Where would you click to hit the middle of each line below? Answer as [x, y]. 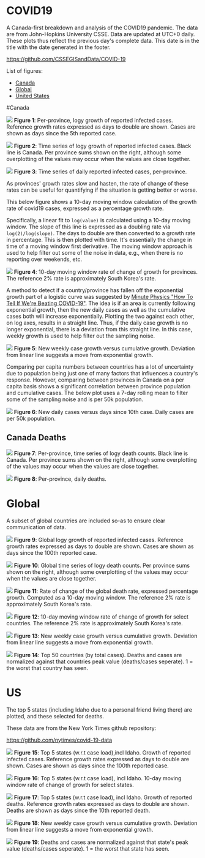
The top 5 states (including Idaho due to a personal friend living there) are [99, 709]
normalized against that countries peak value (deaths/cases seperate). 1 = [100, 661]
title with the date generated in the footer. [59, 47]
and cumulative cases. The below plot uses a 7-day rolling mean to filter [97, 393]
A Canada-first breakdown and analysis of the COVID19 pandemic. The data [102, 28]
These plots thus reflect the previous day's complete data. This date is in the [103, 40]
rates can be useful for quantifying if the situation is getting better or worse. [102, 190]
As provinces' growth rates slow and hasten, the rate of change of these [97, 183]
